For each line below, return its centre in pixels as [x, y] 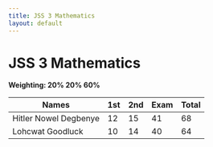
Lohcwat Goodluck [48, 132]
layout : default [35, 23]
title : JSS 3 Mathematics [51, 16]
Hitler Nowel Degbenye [56, 119]
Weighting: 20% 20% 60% [54, 85]
